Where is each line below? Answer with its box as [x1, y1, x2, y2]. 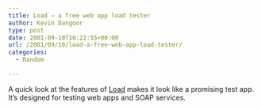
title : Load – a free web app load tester [8, 11, 151, 20]
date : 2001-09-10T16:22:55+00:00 [8, 33, 119, 42]
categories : [8, 48, 48, 56]
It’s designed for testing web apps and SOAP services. [8, 93, 187, 102]
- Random [15, 56, 44, 64]
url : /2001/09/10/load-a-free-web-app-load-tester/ [8, 41, 183, 49]
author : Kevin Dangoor [8, 19, 83, 27]
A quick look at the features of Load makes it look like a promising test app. [8, 84, 254, 93]
